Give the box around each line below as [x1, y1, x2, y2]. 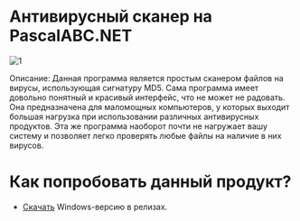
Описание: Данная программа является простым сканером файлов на [9, 72, 284, 83]
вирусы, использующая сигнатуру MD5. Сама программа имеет [9, 82, 259, 93]
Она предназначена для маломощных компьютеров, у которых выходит [9, 101, 290, 112]
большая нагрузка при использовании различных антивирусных [9, 111, 259, 122]
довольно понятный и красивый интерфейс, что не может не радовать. [9, 92, 286, 103]
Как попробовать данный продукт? [9, 171, 292, 192]
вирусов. [9, 140, 44, 151]
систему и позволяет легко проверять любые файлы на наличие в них [9, 130, 282, 141]
